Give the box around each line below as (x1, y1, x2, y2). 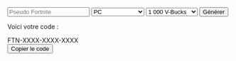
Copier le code (11, 45, 50, 52)
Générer (202, 9, 225, 16)
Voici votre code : (7, 23, 59, 30)
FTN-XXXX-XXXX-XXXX (7, 36, 79, 45)
